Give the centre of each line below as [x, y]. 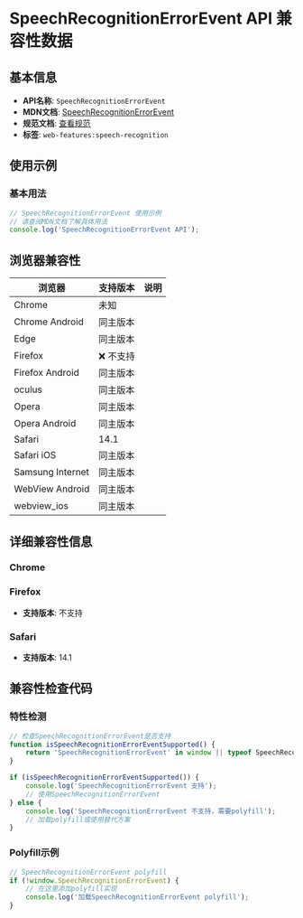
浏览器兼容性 [45, 260]
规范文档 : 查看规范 [56, 123]
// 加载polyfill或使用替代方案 [78, 820]
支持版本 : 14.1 [47, 658]
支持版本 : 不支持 [52, 613]
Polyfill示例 [34, 853]
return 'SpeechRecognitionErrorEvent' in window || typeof [139, 753]
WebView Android [52, 489]
